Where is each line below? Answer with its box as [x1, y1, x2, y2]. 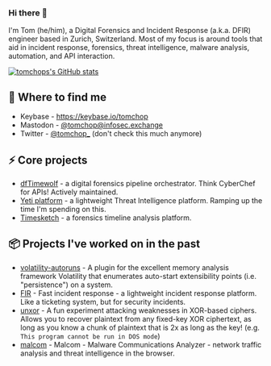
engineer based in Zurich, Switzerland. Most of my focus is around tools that [8, 34, 263, 44]
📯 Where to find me [8, 90, 107, 104]
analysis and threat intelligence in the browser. [19, 348, 175, 358]
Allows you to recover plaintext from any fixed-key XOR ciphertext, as [19, 314, 252, 323]
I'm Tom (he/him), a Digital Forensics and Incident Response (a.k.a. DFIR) [8, 26, 252, 35]
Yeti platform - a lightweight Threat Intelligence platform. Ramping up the [19, 195, 263, 205]
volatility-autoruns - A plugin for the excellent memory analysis [19, 262, 230, 272]
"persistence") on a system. [19, 280, 113, 289]
